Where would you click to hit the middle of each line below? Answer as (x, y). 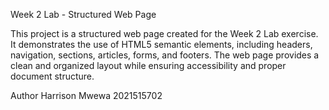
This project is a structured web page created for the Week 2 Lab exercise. (164, 33)
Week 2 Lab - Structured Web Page (83, 14)
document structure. (52, 76)
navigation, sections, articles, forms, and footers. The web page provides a (165, 55)
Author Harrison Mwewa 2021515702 (86, 95)
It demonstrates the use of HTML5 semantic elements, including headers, (161, 44)
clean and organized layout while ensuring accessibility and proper (148, 65)
